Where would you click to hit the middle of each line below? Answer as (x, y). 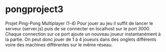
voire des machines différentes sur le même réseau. (59, 44)
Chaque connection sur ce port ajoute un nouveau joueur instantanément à (83, 34)
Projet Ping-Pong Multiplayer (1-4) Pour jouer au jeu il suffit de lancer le (79, 23)
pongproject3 (34, 9)
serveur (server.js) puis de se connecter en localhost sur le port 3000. (78, 28)
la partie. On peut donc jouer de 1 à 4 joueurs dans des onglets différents (81, 39)
